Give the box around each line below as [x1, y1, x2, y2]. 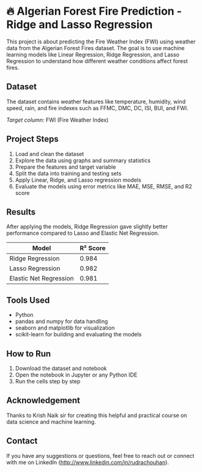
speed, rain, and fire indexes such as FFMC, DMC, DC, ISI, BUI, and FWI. [6, 104, 189, 111]
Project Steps [6, 134, 59, 144]
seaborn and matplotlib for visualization [15, 324, 115, 331]
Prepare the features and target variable [15, 163, 116, 171]
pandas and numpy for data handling [15, 318, 108, 325]
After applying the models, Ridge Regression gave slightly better [6, 223, 168, 230]
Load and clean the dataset [15, 150, 84, 157]
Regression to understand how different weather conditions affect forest [6, 57, 188, 65]
